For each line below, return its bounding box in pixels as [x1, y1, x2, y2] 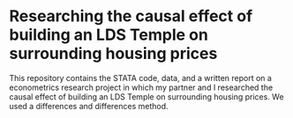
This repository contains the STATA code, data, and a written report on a [9, 72, 272, 83]
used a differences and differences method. [9, 100, 169, 111]
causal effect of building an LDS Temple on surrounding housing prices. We [9, 91, 284, 102]
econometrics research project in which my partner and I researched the [9, 82, 274, 92]
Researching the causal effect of [9, 6, 253, 26]
